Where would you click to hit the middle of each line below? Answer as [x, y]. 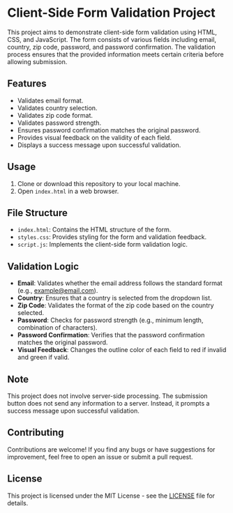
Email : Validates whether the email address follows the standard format [120, 283]
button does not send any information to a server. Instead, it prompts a [108, 403]
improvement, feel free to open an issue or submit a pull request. [100, 457]
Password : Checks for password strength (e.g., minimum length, [110, 320]
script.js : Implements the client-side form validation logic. [103, 245]
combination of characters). [57, 328]
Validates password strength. [59, 123]
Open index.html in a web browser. [68, 191]
